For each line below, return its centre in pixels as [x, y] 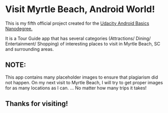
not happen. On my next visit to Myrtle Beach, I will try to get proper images [84, 82]
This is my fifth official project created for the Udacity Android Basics [77, 23]
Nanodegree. [19, 28]
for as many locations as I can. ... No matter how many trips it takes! [76, 88]
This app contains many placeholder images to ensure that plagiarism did [82, 77]
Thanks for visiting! [37, 104]
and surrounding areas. [30, 49]
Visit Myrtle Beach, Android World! [80, 9]
